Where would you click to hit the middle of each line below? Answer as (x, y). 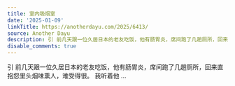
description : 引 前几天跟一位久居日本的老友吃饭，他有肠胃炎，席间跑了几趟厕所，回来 (118, 40)
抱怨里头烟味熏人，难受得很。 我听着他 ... (67, 76)
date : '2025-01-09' (36, 20)
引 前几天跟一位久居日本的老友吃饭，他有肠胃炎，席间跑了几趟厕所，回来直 (115, 67)
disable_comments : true (42, 46)
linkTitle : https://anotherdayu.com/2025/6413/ (78, 27)
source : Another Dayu (39, 33)
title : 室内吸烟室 (31, 14)
